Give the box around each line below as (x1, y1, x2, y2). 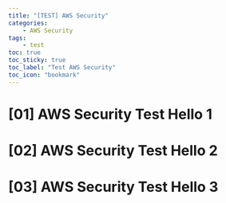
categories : (8, 19, 48, 27)
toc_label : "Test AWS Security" (8, 64, 116, 72)
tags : (8, 33, 26, 42)
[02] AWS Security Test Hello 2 (8, 142, 218, 159)
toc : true (8, 49, 42, 57)
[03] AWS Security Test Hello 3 (8, 178, 219, 196)
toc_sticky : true (8, 57, 66, 64)
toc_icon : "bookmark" (8, 71, 81, 79)
